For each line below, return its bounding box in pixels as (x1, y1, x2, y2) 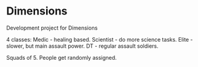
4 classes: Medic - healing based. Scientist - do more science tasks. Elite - (6, 36, 193, 43)
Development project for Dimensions (6, 24, 98, 31)
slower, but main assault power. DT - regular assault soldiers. (6, 42, 159, 49)
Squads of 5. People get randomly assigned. (6, 54, 117, 61)
